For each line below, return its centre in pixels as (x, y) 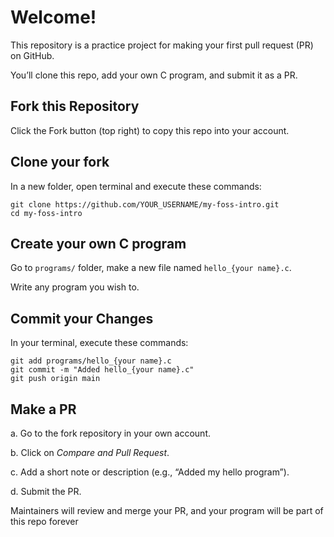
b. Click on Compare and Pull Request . (90, 452)
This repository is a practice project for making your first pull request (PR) (162, 45)
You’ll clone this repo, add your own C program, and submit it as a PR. (154, 75)
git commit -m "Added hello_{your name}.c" (102, 370)
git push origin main (55, 379)
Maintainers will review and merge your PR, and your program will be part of (167, 510)
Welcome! (53, 17)
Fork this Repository (75, 106)
